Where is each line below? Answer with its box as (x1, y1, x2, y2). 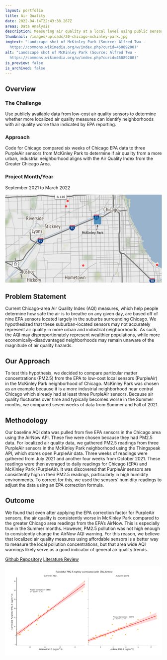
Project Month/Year (5, 173, 54, 180)
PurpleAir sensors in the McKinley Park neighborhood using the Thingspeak (5, 445, 161, 451)
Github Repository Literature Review (5, 556, 79, 562)
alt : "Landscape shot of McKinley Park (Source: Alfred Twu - (5, 50, 137, 55)
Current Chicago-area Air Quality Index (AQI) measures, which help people (5, 305, 159, 311)
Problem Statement (5, 292, 67, 300)
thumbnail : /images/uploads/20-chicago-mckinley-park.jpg (5, 34, 128, 39)
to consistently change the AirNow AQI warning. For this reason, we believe (5, 530, 160, 536)
